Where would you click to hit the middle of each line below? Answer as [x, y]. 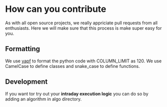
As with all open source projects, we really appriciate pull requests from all [82, 23]
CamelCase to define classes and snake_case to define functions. [73, 66]
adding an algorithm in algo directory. [43, 99]
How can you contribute [56, 9]
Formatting [23, 49]
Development [27, 82]
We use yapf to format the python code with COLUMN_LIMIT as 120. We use [83, 61]
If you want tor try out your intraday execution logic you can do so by [77, 94]
